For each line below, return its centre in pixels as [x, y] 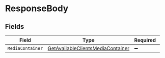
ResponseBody [37, 9]
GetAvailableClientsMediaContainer [88, 48]
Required [145, 40]
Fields [15, 27]
